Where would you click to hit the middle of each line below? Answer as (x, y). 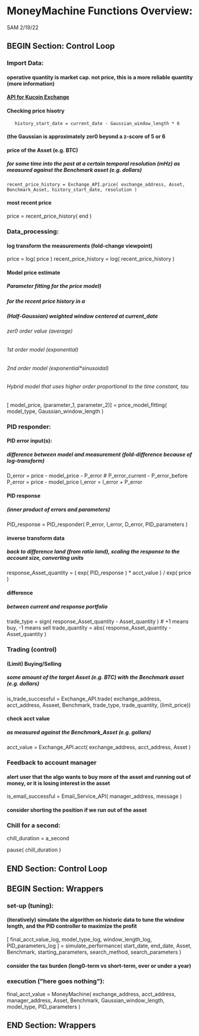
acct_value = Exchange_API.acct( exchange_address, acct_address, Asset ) (99, 747)
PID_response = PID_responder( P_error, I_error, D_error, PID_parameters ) (97, 524)
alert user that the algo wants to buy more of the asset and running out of (99, 777)
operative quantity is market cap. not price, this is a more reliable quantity (100, 77)
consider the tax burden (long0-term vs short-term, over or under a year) (99, 966)
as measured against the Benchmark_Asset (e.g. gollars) (79, 732)
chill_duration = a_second (38, 838)
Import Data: (25, 63)
